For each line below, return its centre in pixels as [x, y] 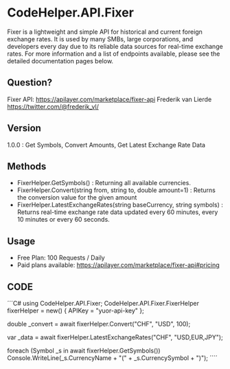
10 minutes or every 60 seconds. [63, 220]
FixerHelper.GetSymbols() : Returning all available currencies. [104, 183]
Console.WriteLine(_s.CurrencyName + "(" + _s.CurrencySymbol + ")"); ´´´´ [112, 358]
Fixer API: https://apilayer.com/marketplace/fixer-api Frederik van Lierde [110, 99]
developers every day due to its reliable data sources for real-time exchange [115, 46]
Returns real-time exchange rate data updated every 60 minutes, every [117, 212]
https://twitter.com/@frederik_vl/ [53, 106]
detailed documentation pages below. [60, 61]
